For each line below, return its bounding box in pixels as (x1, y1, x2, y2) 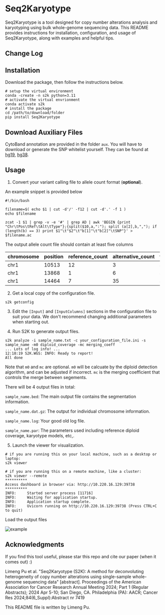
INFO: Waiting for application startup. (5, 495, 98, 500)
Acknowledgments (5, 540, 65, 549)
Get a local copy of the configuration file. (12, 290, 95, 296)
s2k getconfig (5, 300, 34, 305)
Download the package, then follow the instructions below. (5, 79, 124, 85)
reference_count (68, 253, 108, 260)
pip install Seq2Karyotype (5, 115, 60, 120)
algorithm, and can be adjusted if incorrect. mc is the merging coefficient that (5, 369, 160, 375)
